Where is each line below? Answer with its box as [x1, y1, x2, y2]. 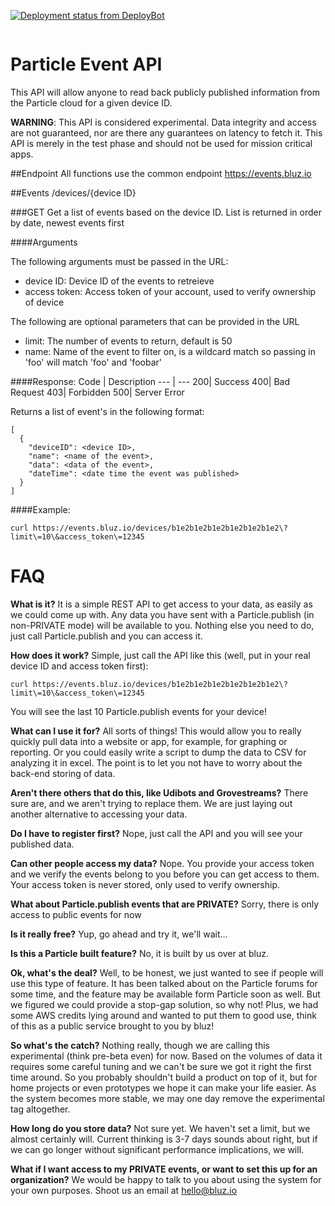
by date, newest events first [10, 216, 125, 229]
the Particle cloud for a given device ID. [10, 96, 173, 109]
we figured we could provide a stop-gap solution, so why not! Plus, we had [10, 998, 319, 1010]
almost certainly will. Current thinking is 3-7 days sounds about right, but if [10, 1133, 318, 1145]
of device [24, 296, 65, 308]
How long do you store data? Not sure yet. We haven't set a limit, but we [10, 1122, 311, 1134]
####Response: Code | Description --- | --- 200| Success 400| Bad [10, 375, 290, 387]
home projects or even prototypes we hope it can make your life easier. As [10, 1081, 317, 1094]
